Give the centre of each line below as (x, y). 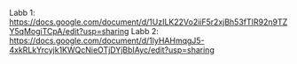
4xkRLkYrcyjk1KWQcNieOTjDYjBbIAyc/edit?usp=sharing (112, 50)
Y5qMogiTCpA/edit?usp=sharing (69, 31)
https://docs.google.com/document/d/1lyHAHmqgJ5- (107, 40)
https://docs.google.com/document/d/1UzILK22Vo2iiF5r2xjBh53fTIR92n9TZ (148, 22)
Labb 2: (145, 31)
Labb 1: (22, 13)
